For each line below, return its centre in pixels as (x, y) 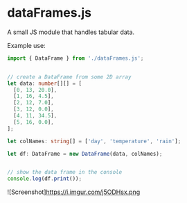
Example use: (27, 45)
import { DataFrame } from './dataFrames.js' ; (75, 58)
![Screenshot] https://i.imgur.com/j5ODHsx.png (74, 192)
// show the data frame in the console (65, 172)
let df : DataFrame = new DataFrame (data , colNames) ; (85, 154)
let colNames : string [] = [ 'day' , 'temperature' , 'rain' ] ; (94, 141)
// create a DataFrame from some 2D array (69, 77)
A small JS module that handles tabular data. (71, 32)
